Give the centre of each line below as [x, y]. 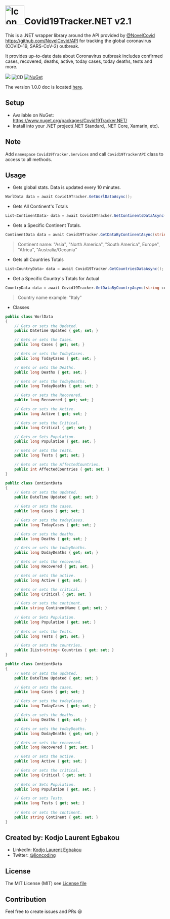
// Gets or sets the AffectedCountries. [57, 465]
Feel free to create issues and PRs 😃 [44, 911]
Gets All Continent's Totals [40, 206]
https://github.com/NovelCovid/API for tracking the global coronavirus [78, 41]
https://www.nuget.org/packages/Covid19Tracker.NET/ [70, 120]
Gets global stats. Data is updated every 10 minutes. [67, 187]
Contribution [26, 899]
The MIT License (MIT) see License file [46, 884]
